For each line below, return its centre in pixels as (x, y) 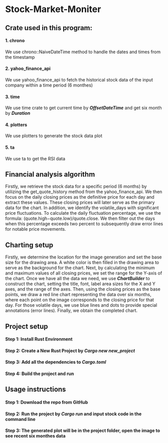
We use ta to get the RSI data (35, 158)
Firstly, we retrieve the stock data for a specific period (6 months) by (76, 187)
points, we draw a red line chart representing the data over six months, (78, 295)
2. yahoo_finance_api (28, 68)
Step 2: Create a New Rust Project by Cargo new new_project (70, 350)
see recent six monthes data (36, 436)
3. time (13, 97)
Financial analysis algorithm (50, 174)
